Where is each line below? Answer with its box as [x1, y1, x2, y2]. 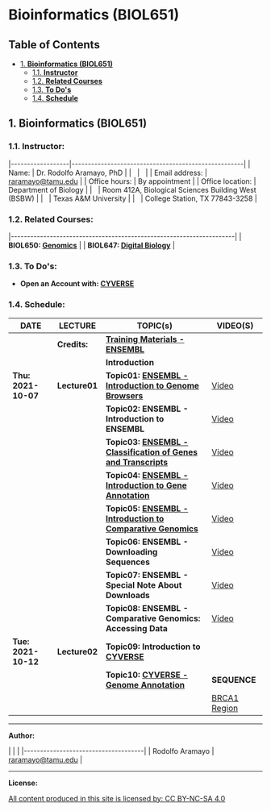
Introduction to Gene [105, 480, 187, 491]
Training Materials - [105, 333, 185, 344]
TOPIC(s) [136, 320, 173, 331]
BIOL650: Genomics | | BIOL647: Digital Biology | [8, 240, 176, 250]
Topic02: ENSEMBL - [105, 403, 189, 414]
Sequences [105, 556, 151, 568]
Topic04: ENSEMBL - [105, 469, 189, 480]
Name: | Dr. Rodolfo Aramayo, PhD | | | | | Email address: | [8, 168, 208, 177]
